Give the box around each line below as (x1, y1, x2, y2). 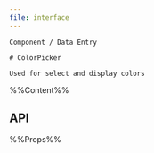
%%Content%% (9, 84, 69, 95)
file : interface (9, 13, 69, 22)
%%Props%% (9, 134, 62, 145)
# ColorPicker (9, 53, 62, 63)
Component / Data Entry (9, 38, 98, 47)
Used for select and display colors (9, 69, 145, 78)
